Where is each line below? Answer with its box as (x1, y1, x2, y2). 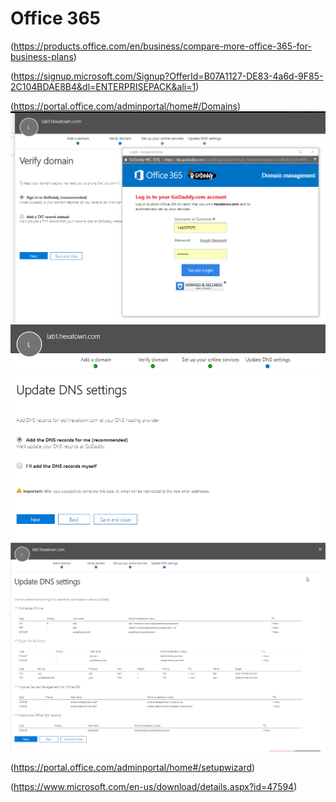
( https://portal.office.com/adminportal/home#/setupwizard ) (10, 761, 256, 773)
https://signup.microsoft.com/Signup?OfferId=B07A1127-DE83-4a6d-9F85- (13, 70, 324, 82)
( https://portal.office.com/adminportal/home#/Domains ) (10, 100, 242, 112)
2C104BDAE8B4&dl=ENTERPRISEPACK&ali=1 (10, 80, 197, 92)
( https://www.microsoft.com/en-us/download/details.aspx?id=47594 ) (10, 780, 298, 792)
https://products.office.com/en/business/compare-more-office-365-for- (13, 40, 312, 52)
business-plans (10, 50, 74, 62)
